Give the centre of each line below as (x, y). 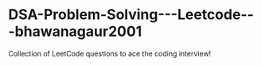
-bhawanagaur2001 (75, 31)
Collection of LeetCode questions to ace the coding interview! (110, 53)
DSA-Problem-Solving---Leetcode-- (131, 15)
